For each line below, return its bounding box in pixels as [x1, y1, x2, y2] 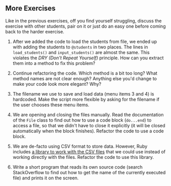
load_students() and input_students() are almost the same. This [12, 49, 150, 55]
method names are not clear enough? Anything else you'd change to [12, 75, 157, 81]
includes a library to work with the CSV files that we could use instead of [12, 148, 166, 155]
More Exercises [5, 4, 56, 13]
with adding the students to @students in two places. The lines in [12, 43, 148, 50]
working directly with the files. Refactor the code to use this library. [12, 154, 154, 160]
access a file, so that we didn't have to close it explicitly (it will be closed [12, 122, 166, 128]
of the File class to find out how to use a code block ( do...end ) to [12, 117, 152, 123]
